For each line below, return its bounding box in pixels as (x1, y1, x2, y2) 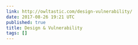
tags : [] (6, 30, 28, 36)
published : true (6, 19, 46, 25)
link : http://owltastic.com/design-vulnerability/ (6, 8, 133, 15)
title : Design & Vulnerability (6, 25, 83, 31)
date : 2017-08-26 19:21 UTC (6, 14, 75, 20)
